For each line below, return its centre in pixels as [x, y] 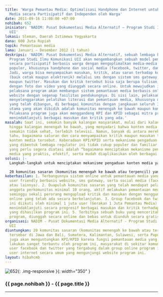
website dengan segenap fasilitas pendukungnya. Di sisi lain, [74, 95]
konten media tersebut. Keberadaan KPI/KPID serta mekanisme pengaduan [83, 140]
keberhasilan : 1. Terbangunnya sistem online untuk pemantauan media [77, 176]
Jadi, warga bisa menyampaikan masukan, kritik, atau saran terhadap [81, 73]
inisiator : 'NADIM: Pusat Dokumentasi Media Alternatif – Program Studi [80, 28]
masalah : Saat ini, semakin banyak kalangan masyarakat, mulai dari [76, 122]
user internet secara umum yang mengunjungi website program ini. [78, 253]
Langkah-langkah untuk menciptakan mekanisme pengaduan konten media [81, 163]
